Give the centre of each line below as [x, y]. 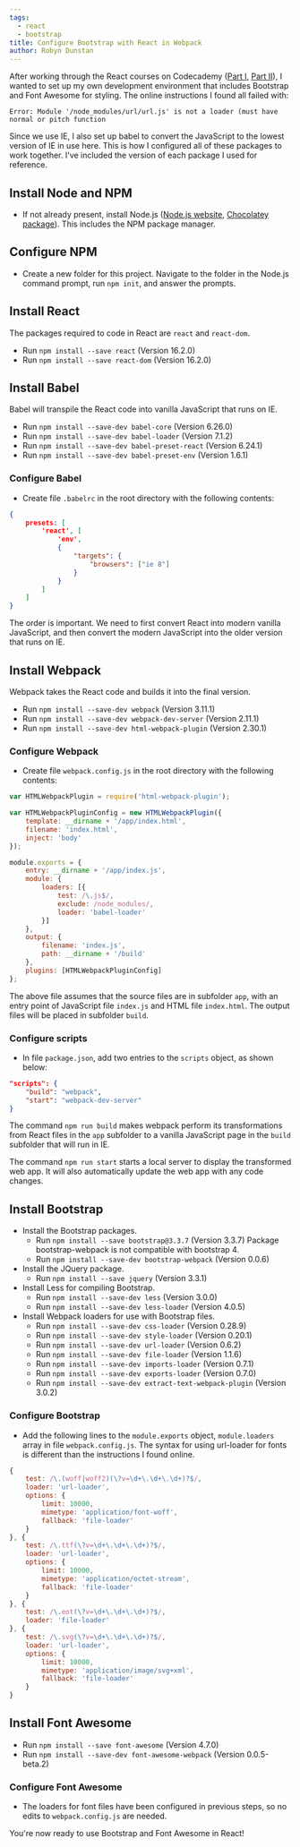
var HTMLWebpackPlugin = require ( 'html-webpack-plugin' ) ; [120, 797]
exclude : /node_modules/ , [105, 904]
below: [34, 1067]
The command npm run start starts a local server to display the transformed [150, 1162]
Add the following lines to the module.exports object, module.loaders [148, 1435]
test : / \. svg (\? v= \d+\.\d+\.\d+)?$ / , [96, 1638]
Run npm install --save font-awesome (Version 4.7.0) [120, 1744]
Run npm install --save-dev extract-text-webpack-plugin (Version [161, 1383]
